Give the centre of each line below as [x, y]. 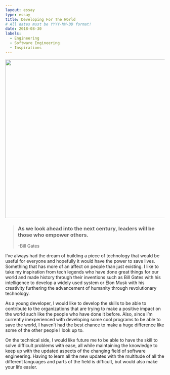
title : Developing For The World [40, 19]
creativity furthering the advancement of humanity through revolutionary [81, 288]
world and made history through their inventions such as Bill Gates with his [83, 277]
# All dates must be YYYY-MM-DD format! [49, 24]
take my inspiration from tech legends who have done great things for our [82, 271]
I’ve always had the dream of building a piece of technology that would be [82, 255]
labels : [13, 33]
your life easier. [21, 367]
